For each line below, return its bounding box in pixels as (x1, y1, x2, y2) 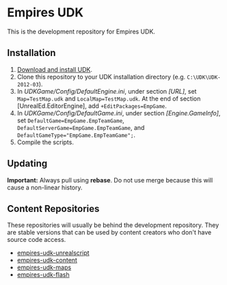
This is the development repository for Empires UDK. (7, 27, 156, 36)
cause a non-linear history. (7, 183, 83, 191)
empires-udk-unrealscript (16, 249, 90, 257)
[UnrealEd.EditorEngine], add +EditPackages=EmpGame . (16, 101, 168, 110)
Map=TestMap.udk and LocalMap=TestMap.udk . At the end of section (16, 94, 201, 103)
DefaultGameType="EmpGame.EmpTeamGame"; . (16, 131, 135, 139)
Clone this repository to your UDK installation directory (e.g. (16, 72, 186, 81)
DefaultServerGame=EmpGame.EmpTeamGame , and (16, 123, 145, 131)
